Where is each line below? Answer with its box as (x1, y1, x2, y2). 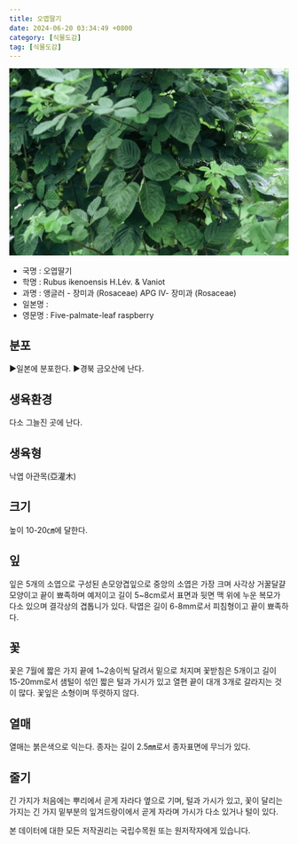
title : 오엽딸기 (9, 14, 62, 23)
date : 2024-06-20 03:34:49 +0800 (9, 23, 133, 33)
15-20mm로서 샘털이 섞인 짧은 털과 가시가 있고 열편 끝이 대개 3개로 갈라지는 (9, 676, 273, 688)
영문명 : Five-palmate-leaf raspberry (21, 309, 154, 320)
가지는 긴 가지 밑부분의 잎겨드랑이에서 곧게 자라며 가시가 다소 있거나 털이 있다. (9, 807, 279, 817)
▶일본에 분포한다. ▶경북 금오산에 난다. (9, 363, 145, 374)
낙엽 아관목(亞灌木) (9, 471, 77, 482)
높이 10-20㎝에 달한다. (9, 524, 89, 535)
